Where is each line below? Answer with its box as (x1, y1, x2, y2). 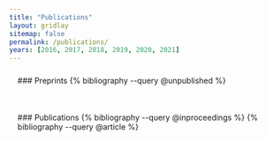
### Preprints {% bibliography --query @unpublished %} (17, 76, 227, 86)
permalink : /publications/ (9, 37, 109, 47)
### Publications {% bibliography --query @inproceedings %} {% (17, 112, 258, 123)
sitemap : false (9, 29, 65, 38)
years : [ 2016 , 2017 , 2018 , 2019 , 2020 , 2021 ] (9, 46, 180, 55)
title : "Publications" (9, 12, 93, 22)
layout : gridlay (9, 21, 69, 30)
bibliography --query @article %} (17, 122, 140, 132)
